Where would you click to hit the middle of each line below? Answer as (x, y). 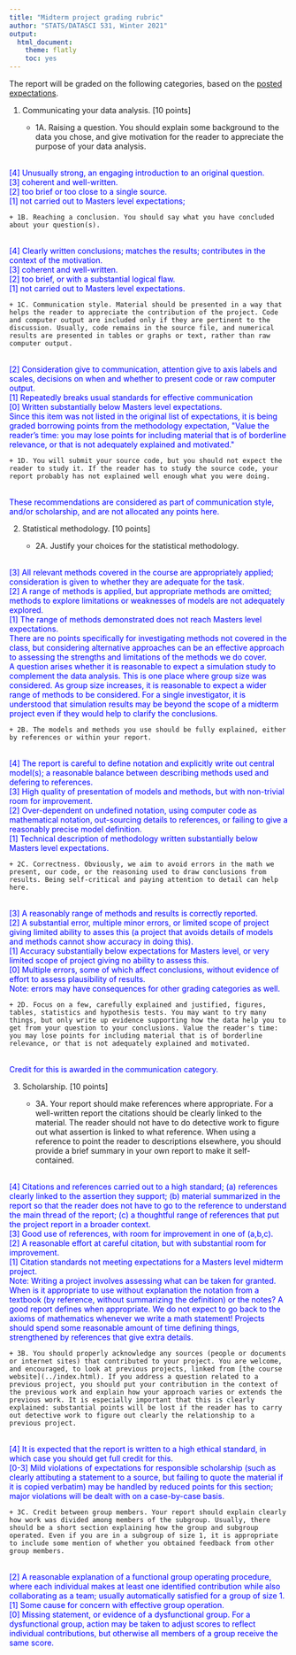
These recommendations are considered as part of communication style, (142, 502)
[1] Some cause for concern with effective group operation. (117, 1605)
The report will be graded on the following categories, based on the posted (146, 84)
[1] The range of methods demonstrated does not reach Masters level (136, 619)
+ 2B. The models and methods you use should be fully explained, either (148, 730)
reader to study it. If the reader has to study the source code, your (144, 468)
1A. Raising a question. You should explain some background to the (157, 128)
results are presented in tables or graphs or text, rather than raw (140, 336)
